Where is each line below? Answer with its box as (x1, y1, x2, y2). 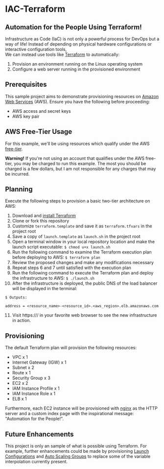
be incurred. (5, 171, 30, 177)
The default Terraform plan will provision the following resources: (5, 345, 137, 351)
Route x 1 (12, 370, 31, 376)
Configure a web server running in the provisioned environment (12, 66, 141, 72)
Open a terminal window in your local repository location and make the (12, 239, 155, 245)
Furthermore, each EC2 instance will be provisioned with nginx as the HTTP (5, 405, 158, 411)
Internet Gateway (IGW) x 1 (12, 359, 67, 366)
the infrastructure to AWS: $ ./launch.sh (12, 275, 94, 281)
